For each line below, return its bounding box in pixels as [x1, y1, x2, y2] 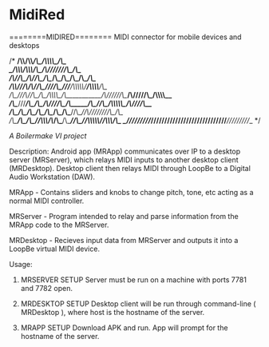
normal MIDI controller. [9, 196, 85, 205]
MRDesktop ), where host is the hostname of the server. [20, 307, 205, 317]
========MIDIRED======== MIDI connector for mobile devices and [9, 32, 242, 42]
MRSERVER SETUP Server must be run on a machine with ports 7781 [20, 274, 247, 285]
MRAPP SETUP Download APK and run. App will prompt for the [20, 322, 228, 333]
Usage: [9, 259, 33, 269]
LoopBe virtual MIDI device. [9, 244, 101, 253]
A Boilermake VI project [9, 130, 87, 141]
